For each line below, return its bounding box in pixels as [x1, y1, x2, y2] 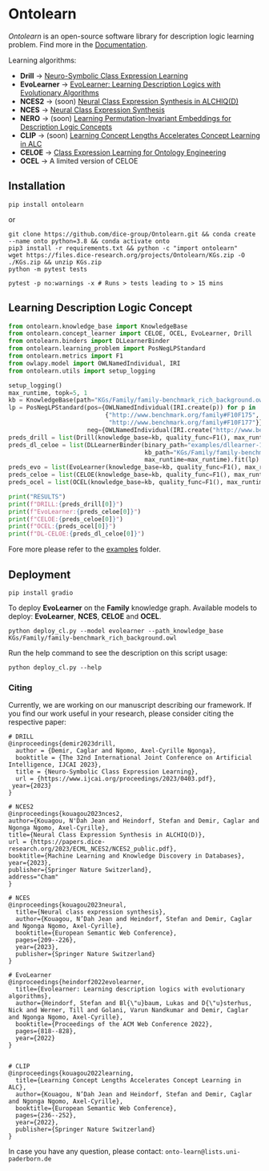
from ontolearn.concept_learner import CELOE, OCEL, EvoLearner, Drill [8, 329, 252, 337]
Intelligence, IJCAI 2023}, [8, 761, 102, 769]
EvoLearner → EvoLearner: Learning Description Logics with [19, 79, 221, 89]
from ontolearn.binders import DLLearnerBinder [8, 337, 171, 345]
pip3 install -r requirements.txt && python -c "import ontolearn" [8, 244, 239, 252]
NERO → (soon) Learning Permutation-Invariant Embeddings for [19, 113, 231, 123]
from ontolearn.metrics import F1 [8, 352, 124, 361]
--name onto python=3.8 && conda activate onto [8, 237, 171, 245]
